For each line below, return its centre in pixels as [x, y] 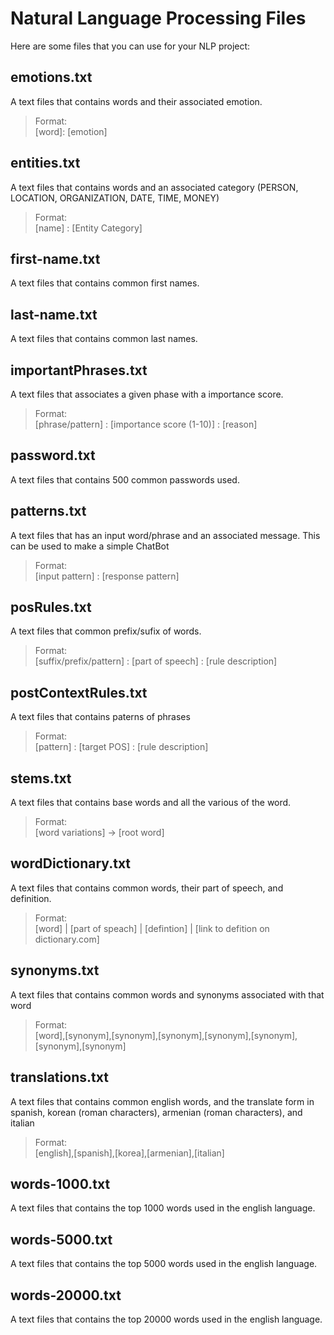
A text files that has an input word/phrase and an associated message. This [165, 535]
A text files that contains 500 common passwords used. [125, 479]
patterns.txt [48, 511]
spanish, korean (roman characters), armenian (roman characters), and [156, 1112]
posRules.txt [51, 607]
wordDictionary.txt [71, 863]
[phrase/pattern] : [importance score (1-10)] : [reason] [146, 424]
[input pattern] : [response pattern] [107, 576]
